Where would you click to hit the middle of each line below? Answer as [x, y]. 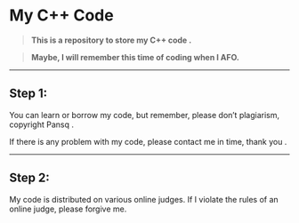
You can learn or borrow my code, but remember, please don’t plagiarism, [145, 115]
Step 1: [28, 94]
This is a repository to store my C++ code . [111, 40]
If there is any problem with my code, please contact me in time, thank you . [148, 141]
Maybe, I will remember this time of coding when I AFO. [135, 57]
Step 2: [30, 178]
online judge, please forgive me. [68, 209]
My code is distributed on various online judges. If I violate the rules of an [144, 199]
